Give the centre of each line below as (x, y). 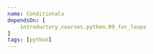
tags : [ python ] (30, 40)
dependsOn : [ (26, 20)
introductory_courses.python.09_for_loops (83, 27)
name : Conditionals (36, 14)
